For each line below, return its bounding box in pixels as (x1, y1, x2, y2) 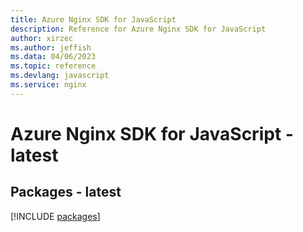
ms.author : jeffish (10, 42, 92, 53)
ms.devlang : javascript (10, 71, 110, 81)
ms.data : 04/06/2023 (10, 52, 97, 62)
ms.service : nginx (10, 80, 87, 90)
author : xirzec (10, 33, 74, 43)
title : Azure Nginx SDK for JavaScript (10, 14, 177, 25)
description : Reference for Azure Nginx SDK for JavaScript (10, 24, 267, 34)
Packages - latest (10, 184, 122, 201)
